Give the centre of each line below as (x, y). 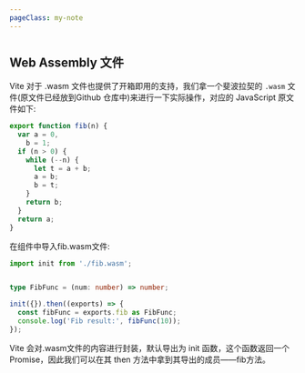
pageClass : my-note (46, 18)
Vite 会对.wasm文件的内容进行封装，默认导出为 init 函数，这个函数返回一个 (150, 348)
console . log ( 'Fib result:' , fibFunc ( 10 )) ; (99, 321)
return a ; (36, 219)
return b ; (45, 202)
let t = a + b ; (62, 168)
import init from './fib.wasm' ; (71, 263)
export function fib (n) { (58, 126)
